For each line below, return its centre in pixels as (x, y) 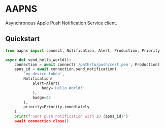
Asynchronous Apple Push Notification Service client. (61, 23)
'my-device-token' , (44, 74)
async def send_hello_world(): (38, 60)
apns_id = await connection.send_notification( (65, 69)
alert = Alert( (46, 83)
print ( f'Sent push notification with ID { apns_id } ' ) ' (72, 117)
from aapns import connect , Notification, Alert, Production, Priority (82, 51)
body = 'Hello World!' (63, 88)
